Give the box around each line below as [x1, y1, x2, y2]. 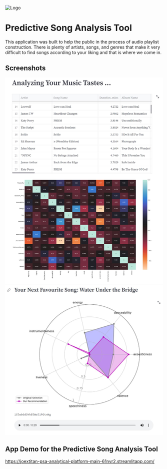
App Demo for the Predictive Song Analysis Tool [5, 445, 158, 453]
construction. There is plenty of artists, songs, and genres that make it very [5, 44, 160, 50]
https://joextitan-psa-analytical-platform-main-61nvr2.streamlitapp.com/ [5, 458, 155, 464]
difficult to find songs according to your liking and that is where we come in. [5, 49, 161, 55]
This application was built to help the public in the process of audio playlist [5, 39, 159, 45]
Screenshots [5, 64, 46, 73]
